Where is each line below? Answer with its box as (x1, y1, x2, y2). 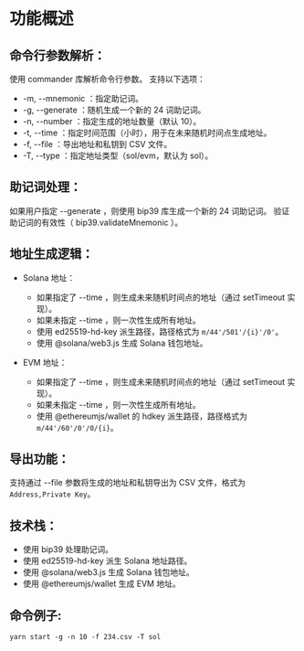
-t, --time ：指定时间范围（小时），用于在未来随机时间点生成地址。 (22, 127, 272, 138)
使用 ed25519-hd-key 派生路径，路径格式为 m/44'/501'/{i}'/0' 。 (36, 325, 284, 336)
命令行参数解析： (9, 48, 106, 63)
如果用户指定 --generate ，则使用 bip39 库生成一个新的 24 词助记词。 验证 (9, 205, 290, 216)
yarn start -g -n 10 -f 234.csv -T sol (9, 633, 162, 642)
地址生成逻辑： (9, 246, 94, 261)
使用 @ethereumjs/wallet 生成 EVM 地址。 (22, 578, 181, 590)
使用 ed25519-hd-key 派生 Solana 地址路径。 (22, 555, 193, 567)
